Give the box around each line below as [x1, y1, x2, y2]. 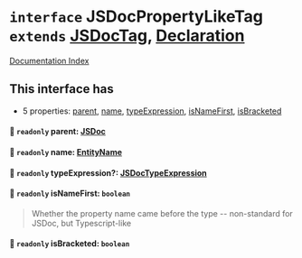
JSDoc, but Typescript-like [31, 217, 132, 228]
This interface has [9, 81, 115, 97]
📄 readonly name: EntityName [9, 146, 123, 157]
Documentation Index [9, 55, 90, 66]
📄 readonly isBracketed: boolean [9, 238, 130, 249]
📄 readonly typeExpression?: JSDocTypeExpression [9, 167, 208, 178]
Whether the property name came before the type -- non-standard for [31, 207, 294, 218]
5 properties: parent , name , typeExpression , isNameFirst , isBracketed [22, 106, 282, 116]
